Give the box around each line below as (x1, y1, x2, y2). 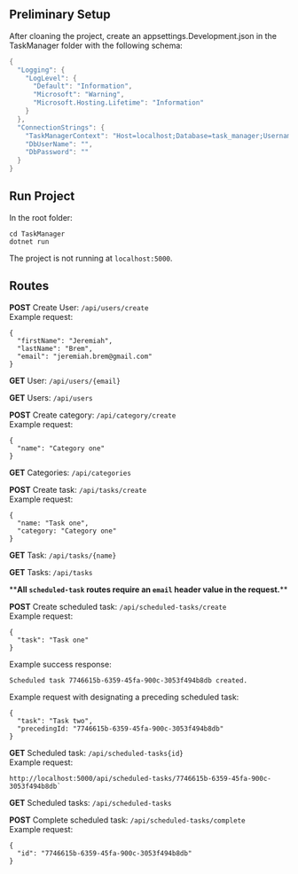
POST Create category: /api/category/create (9, 410, 176, 420)
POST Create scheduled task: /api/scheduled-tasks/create (9, 601, 227, 612)
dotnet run (9, 237, 50, 246)
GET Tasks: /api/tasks (9, 566, 93, 577)
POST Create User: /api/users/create (9, 301, 149, 313)
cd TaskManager (9, 230, 66, 238)
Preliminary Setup (9, 7, 111, 22)
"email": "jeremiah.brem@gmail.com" (17, 352, 153, 361)
